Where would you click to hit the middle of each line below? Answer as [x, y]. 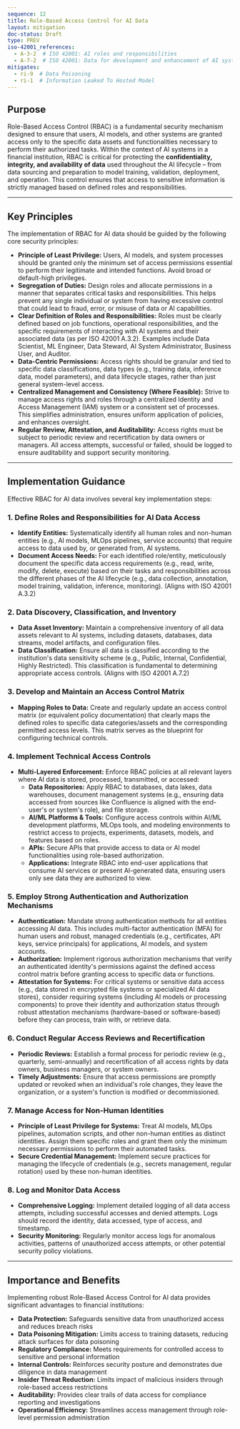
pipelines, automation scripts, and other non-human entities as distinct [122, 1133]
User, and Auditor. [44, 354]
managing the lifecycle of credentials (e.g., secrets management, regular [125, 1164]
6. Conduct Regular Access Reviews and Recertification [106, 1038]
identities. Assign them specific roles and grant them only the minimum [122, 1141]
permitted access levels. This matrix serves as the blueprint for [110, 730]
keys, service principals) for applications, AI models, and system [112, 944]
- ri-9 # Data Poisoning [52, 74]
